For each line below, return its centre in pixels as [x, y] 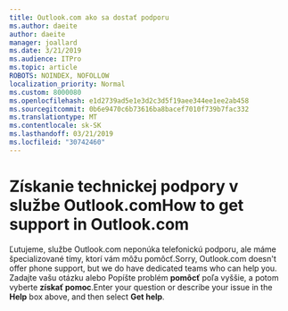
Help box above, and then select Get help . [87, 297]
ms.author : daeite [43, 26]
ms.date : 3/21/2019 [45, 51]
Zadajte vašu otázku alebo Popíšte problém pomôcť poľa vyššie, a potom [144, 277]
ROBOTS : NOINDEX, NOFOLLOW [59, 76]
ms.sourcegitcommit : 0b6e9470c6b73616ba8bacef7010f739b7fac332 [129, 109]
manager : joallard [43, 42]
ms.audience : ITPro [45, 59]
